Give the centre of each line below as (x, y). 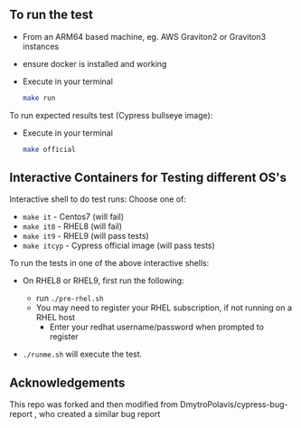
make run (39, 98)
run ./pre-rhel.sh (70, 299)
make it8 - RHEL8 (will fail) (72, 226)
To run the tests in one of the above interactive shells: (109, 263)
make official (49, 149)
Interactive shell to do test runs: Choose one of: (98, 199)
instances (41, 46)
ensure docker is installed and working (94, 63)
